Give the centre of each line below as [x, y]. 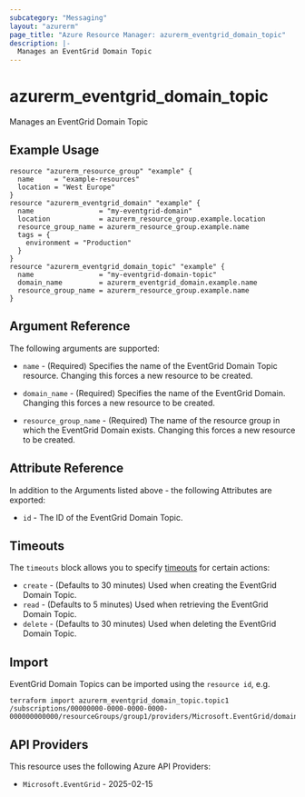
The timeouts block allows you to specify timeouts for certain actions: [140, 568]
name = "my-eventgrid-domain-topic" [118, 274]
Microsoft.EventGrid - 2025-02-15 [88, 783]
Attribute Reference [67, 468]
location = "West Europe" [67, 187]
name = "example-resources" [79, 179]
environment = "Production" [79, 243]
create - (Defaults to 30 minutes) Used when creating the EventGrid [149, 585]
